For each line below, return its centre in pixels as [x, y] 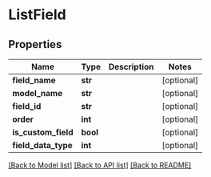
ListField [37, 15]
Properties [35, 44]
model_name [38, 93]
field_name [34, 80]
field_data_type [43, 145]
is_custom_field [43, 132]
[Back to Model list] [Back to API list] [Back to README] [100, 165]
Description [131, 67]
